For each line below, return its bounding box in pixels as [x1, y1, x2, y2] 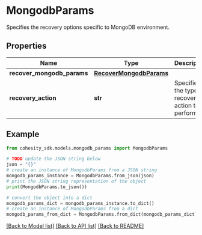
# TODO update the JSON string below [6, 156, 101, 162]
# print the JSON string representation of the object [6, 178, 147, 184]
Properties [6, 41, 47, 51]
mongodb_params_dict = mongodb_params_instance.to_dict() [6, 200, 155, 206]
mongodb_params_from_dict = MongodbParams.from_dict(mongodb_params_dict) [6, 212, 198, 218]
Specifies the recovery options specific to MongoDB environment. [6, 23, 170, 31]
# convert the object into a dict [6, 195, 93, 201]
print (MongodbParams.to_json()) [6, 184, 87, 190]
